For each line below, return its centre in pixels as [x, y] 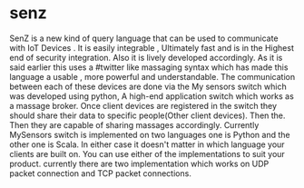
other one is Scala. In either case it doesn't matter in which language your [147, 144]
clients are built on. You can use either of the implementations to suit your [147, 153]
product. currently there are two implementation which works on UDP [139, 163]
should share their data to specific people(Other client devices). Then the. [147, 115]
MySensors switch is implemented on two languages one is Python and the [150, 134]
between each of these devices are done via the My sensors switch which [148, 86]
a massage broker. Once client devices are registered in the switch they [143, 105]
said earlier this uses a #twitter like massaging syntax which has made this [149, 67]
